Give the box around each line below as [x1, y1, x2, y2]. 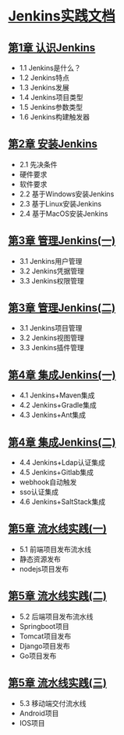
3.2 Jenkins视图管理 [19, 333, 84, 342]
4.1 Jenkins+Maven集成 [19, 390, 95, 400]
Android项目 [19, 708, 59, 718]
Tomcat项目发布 [19, 631, 72, 641]
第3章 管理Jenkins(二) [8, 302, 115, 315]
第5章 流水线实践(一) [8, 522, 107, 536]
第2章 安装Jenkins [8, 137, 97, 151]
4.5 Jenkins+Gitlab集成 [19, 468, 94, 477]
